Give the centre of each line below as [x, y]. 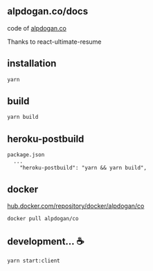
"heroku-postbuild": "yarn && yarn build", [83, 167]
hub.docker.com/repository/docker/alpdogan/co [76, 206]
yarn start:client [34, 261]
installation [32, 64]
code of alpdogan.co [37, 28]
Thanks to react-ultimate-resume [54, 42]
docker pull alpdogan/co [43, 219]
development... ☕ [46, 241]
